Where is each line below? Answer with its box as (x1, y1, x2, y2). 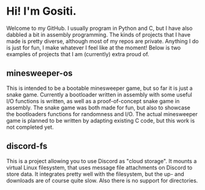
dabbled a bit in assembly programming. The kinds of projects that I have (6, 31, 191, 38)
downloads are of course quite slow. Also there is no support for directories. (6, 177, 198, 184)
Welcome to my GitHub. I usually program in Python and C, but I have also (6, 24, 193, 32)
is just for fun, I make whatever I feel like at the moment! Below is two (6, 44, 181, 51)
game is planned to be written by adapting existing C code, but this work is (6, 117, 195, 124)
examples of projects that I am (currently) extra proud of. (6, 50, 150, 57)
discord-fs (6, 141, 48, 152)
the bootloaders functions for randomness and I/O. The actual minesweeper (6, 110, 198, 117)
